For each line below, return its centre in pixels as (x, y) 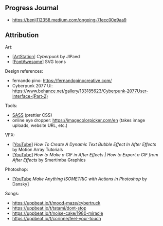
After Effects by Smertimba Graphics (49, 160)
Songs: (12, 193)
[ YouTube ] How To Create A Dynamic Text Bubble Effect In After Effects (84, 144)
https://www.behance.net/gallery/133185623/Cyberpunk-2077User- (80, 91)
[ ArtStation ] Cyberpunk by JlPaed (46, 56)
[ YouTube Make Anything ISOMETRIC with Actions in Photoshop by (80, 179)
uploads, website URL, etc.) (40, 125)
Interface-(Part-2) (30, 96)
